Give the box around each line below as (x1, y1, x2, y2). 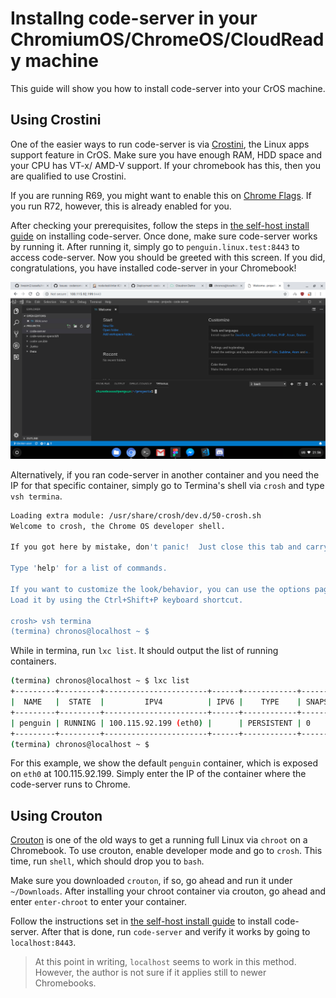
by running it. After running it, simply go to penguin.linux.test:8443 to (10, 240, 300, 252)
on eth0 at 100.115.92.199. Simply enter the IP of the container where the (10, 768, 307, 780)
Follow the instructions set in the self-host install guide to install (10, 915, 273, 927)
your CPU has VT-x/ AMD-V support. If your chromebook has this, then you (10, 159, 321, 171)
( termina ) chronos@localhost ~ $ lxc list (10, 676, 190, 686)
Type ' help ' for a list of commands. (10, 563, 168, 574)
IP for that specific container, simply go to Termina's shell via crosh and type (10, 479, 325, 491)
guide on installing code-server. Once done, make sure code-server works (10, 230, 318, 242)
